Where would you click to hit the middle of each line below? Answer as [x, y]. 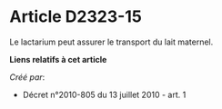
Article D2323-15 [76, 17]
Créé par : [27, 77]
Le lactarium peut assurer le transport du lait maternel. [111, 42]
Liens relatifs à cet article [58, 59]
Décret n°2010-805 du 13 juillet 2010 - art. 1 [104, 94]
